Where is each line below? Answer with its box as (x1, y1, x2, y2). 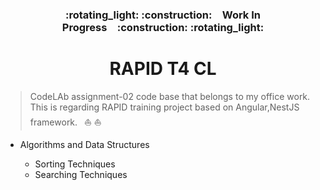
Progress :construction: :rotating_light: (61, 20, 265, 34)
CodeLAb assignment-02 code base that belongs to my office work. (29, 90, 311, 102)
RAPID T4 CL (109, 58, 217, 80)
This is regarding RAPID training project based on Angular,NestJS (29, 101, 300, 113)
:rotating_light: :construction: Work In (65, 8, 261, 22)
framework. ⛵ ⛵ (29, 116, 102, 128)
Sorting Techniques (34, 158, 116, 170)
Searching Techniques (34, 168, 128, 180)
